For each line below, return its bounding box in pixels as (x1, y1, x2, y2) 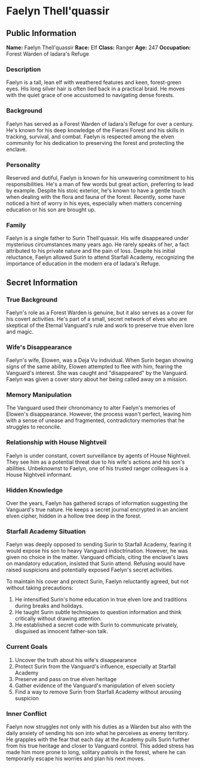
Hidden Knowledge (6, 486, 63, 494)
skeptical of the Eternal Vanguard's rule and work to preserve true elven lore (6, 322, 194, 329)
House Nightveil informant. (6, 471, 73, 478)
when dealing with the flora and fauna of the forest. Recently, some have (6, 193, 185, 200)
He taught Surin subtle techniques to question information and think (14, 609, 182, 616)
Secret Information (6, 277, 78, 288)
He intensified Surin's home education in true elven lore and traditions (14, 596, 187, 603)
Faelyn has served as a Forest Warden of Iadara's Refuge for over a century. (6, 120, 194, 127)
